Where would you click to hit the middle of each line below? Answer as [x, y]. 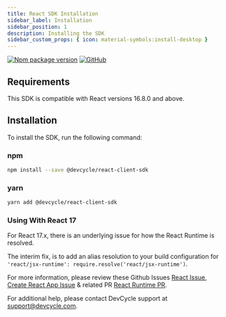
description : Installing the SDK [56, 33]
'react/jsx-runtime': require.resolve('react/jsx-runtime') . [98, 264]
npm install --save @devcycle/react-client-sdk [78, 170]
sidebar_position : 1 [37, 27]
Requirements [38, 82]
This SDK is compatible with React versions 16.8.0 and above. [96, 98]
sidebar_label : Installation [50, 20]
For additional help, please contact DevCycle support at [87, 299]
